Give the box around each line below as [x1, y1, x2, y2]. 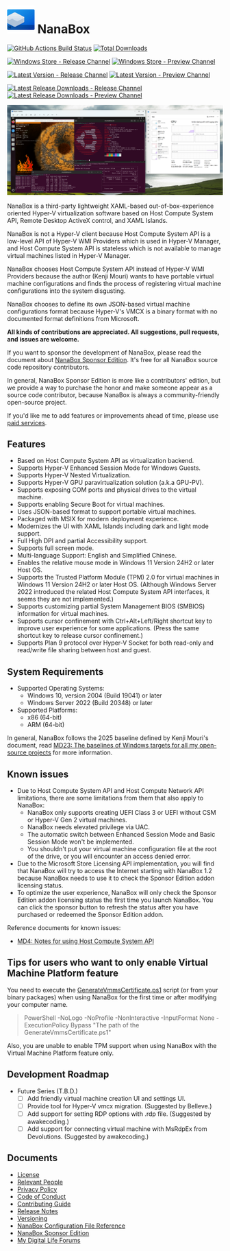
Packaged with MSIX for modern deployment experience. [16, 515, 179, 523]
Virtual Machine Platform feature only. [7, 1049, 114, 1057]
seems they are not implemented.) [16, 595, 114, 604]
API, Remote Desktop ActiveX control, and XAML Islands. [7, 216, 168, 224]
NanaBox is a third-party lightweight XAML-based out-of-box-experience [7, 202, 214, 210]
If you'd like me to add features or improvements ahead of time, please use [7, 411, 219, 420]
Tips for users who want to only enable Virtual [7, 957, 209, 968]
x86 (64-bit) [27, 713, 62, 722]
